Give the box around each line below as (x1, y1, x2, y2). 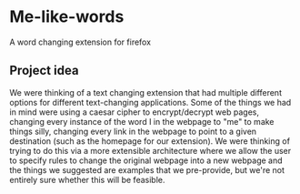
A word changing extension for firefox (9, 36, 152, 47)
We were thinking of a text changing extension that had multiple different (9, 87, 282, 97)
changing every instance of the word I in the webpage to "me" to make (9, 116, 275, 127)
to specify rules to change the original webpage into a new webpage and (9, 155, 284, 166)
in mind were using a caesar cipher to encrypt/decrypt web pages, (9, 107, 259, 117)
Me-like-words (9, 6, 125, 27)
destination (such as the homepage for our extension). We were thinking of (9, 135, 291, 147)
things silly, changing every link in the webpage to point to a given (9, 126, 257, 137)
